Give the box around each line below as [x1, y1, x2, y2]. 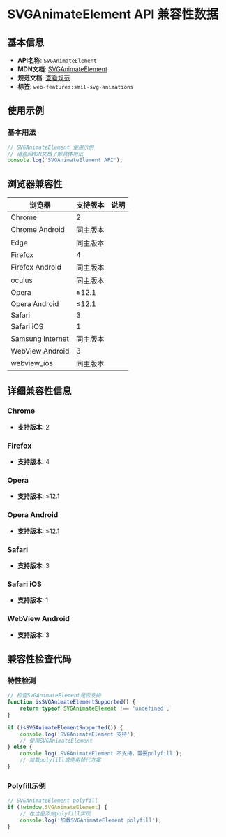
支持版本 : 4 [17, 458, 50, 466]
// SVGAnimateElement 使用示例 [7, 144, 94, 151]
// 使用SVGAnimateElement [20, 737, 93, 744]
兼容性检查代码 [7, 653, 72, 664]
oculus [10, 275, 33, 285]
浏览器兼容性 [7, 177, 63, 189]
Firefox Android [10, 263, 61, 272]
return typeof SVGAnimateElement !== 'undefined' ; [20, 705, 170, 713]
